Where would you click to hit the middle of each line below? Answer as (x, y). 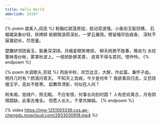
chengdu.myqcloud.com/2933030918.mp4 (48, 115)
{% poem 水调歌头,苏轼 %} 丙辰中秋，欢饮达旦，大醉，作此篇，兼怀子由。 (79, 72)
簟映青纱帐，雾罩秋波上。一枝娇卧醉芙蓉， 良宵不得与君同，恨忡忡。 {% (77, 56)
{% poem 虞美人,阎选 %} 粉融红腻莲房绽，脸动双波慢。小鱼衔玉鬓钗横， (77, 28)
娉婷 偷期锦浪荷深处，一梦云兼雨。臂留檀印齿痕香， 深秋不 (97, 34)
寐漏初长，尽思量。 (24, 40)
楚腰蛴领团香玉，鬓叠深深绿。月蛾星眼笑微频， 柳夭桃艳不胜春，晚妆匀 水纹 (80, 51)
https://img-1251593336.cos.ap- (56, 110)
